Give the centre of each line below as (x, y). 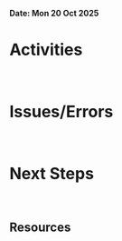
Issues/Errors (61, 112)
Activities (46, 50)
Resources (40, 228)
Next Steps (52, 174)
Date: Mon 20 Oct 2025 (54, 13)
